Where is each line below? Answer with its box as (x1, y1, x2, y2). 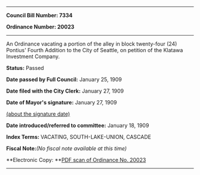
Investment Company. (6, 53, 60, 60)
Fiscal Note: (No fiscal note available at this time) (6, 145, 127, 152)
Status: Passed (6, 65, 45, 71)
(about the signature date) (6, 110, 70, 117)
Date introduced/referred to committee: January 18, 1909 (6, 122, 149, 129)
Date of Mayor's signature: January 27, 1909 (6, 99, 117, 106)
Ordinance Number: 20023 (6, 23, 74, 30)
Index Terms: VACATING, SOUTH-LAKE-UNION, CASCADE (6, 133, 152, 140)
